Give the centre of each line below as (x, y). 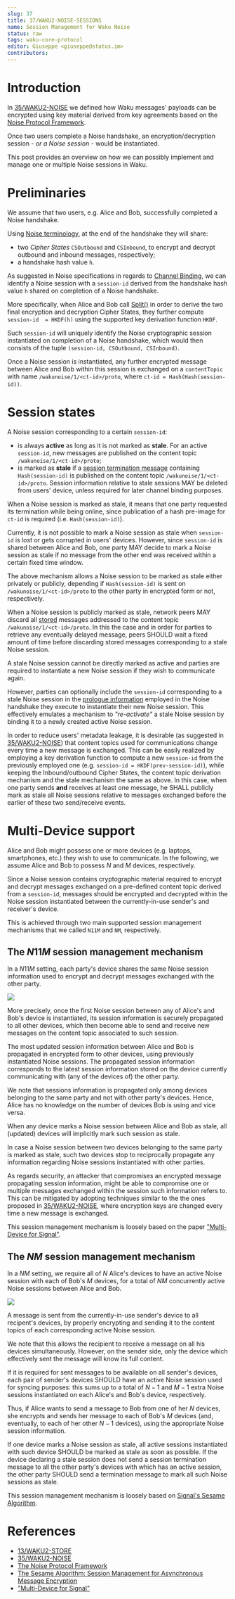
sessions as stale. (33, 1482)
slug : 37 (20, 14)
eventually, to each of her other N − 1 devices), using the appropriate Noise (116, 1423)
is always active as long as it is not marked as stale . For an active (112, 445)
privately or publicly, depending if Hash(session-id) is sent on (96, 583)
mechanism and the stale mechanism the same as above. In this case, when (117, 780)
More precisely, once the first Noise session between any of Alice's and (111, 1011)
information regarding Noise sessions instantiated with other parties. (106, 1162)
